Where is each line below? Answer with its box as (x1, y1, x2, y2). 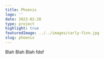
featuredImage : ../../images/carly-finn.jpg (5, 30, 99, 35)
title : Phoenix (5, 7, 37, 12)
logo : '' (5, 12, 23, 17)
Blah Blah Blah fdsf (5, 48, 44, 55)
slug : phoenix (5, 35, 35, 40)
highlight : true (5, 26, 39, 31)
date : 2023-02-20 (5, 16, 41, 21)
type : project (5, 21, 35, 26)
